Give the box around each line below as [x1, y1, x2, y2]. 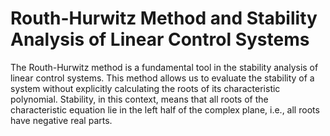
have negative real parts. [10, 114, 113, 126]
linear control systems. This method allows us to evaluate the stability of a [10, 72, 315, 84]
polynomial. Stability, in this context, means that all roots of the [10, 93, 269, 105]
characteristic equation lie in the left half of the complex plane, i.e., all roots [10, 103, 320, 116]
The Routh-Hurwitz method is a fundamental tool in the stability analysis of [10, 61, 319, 73]
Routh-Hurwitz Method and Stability [10, 7, 318, 30]
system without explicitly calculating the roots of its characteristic [10, 82, 281, 94]
